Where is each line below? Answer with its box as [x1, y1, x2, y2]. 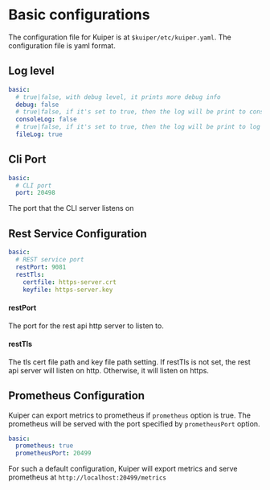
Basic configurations [8, 6, 150, 24]
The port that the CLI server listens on [8, 204, 134, 213]
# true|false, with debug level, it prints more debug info [15, 93, 221, 101]
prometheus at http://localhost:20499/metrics [8, 472, 167, 482]
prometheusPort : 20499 [15, 449, 92, 458]
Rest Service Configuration [8, 227, 147, 241]
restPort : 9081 [15, 263, 67, 271]
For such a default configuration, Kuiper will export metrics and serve [8, 464, 238, 474]
